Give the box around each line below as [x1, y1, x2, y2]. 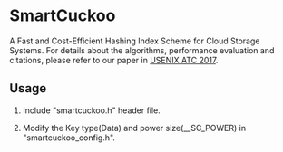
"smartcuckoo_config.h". [22, 132, 116, 143]
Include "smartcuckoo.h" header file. [22, 105, 161, 116]
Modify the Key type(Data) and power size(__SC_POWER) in [22, 122, 247, 133]
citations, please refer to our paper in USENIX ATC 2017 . [9, 54, 219, 65]
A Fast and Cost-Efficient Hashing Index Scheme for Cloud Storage [9, 35, 260, 46]
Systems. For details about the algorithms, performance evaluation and [9, 44, 275, 55]
